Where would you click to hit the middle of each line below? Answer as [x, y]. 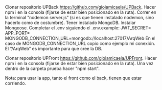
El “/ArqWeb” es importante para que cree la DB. [54, 49]
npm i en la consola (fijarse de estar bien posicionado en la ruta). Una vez [79, 63]
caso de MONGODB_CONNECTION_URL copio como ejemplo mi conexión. [80, 43]
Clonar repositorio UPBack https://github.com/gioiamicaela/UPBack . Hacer [81, 7]
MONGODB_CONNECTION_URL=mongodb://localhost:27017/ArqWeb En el [80, 38]
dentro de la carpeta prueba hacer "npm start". [52, 68]
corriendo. [16, 83]
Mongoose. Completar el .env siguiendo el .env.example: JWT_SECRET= [78, 28]
